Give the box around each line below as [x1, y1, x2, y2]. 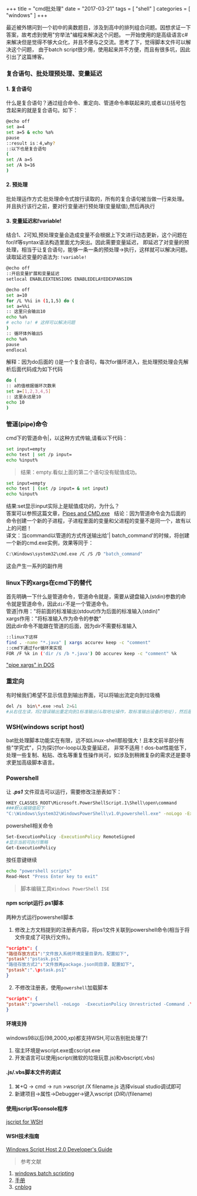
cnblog [14, 1184, 32, 1191]
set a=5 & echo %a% [6, 129, 54, 135]
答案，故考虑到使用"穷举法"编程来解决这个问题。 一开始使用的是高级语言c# [6, 31, 188, 38]
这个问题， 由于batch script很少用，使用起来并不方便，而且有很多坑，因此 [11, 46, 191, 53]
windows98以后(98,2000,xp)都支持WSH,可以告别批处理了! [6, 1034, 148, 1041]
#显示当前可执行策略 [6, 839, 49, 846]
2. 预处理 [6, 181, 28, 188]
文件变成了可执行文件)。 [14, 933, 73, 941]
